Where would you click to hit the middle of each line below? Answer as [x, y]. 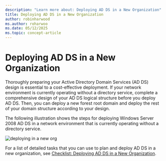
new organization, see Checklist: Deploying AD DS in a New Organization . [81, 153]
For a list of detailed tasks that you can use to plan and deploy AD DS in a [81, 148]
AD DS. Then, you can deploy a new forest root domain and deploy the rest [82, 103]
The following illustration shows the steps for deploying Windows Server [80, 118]
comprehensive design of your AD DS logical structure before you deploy [81, 98]
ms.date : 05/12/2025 [27, 28]
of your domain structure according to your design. [58, 108]
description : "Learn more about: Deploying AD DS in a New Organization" [83, 10]
